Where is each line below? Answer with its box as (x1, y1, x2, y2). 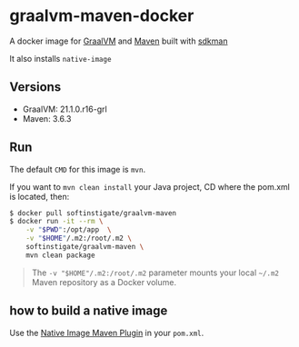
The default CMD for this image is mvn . (9, 164, 146, 174)
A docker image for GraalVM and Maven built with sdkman (9, 35, 228, 46)
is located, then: (9, 191, 70, 202)
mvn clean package (25, 251, 95, 260)
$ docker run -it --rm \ (9, 217, 104, 226)
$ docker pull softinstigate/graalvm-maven (9, 208, 177, 218)
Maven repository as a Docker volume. (31, 276, 177, 287)
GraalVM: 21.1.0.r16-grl (22, 104, 107, 114)
